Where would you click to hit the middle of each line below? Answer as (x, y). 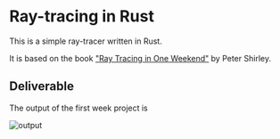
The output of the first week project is (79, 108)
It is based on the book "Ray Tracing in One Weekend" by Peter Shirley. (140, 58)
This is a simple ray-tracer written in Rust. (86, 41)
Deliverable (41, 86)
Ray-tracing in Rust (82, 16)
